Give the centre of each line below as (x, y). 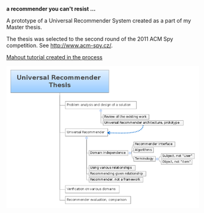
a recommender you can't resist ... (51, 9)
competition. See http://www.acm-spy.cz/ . (60, 45)
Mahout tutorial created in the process (54, 57)
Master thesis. (24, 27)
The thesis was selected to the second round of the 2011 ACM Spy (90, 39)
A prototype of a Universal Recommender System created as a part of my (99, 20)
